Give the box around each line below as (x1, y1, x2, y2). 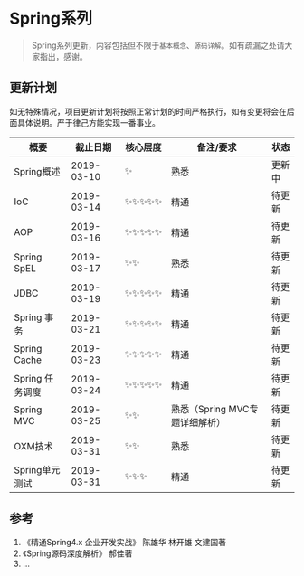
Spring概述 (14, 165, 61, 177)
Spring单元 (14, 463, 61, 476)
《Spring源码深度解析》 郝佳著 (22, 548, 133, 559)
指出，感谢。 (39, 51, 88, 61)
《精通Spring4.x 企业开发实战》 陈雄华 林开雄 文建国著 (22, 536, 227, 547)
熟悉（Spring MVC (170, 402, 250, 415)
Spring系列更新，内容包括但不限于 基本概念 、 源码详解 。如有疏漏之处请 (31, 40, 285, 51)
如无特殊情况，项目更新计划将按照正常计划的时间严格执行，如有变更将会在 (9, 106, 287, 117)
